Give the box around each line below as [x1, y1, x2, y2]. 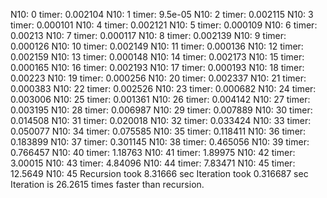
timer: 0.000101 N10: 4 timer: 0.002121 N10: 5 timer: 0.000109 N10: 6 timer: [10, 19, 318, 31]
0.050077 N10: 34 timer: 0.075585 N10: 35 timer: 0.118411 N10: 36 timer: [10, 125, 307, 137]
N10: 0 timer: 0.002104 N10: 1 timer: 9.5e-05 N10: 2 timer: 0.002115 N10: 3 [10, 9, 314, 20]
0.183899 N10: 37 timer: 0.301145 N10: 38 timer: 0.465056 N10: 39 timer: [10, 136, 310, 148]
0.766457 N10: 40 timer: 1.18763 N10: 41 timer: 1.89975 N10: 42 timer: [10, 147, 296, 158]
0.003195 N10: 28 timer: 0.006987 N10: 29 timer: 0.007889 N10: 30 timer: [10, 104, 313, 116]
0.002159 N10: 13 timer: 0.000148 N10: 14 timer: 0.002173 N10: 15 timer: [10, 51, 305, 63]
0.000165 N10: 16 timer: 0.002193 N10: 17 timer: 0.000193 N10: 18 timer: [10, 62, 305, 73]
